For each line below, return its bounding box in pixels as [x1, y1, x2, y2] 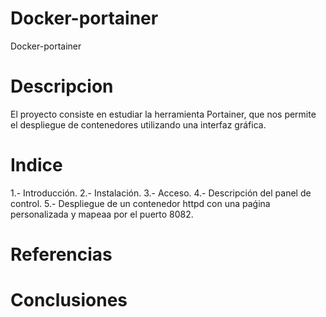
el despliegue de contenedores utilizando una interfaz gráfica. [10, 118, 267, 131]
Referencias [10, 243, 113, 266]
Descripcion [10, 75, 114, 98]
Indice [10, 154, 63, 177]
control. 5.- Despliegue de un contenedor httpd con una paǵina [10, 197, 271, 209]
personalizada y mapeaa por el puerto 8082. [10, 208, 194, 220]
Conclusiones [10, 289, 128, 312]
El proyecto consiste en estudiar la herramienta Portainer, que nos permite [10, 108, 317, 120]
